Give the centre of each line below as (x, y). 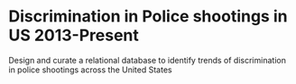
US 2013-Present (74, 35)
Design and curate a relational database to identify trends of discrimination (147, 60)
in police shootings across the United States (90, 70)
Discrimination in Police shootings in (148, 17)
